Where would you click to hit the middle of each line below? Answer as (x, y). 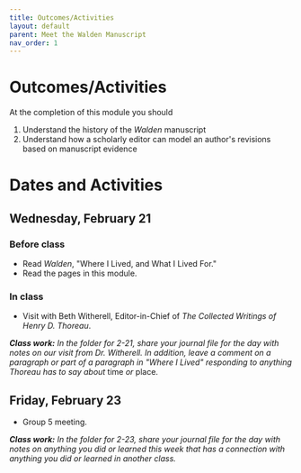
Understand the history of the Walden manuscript (114, 130)
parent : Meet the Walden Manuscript (78, 34)
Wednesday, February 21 (80, 218)
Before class (37, 244)
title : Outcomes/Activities (62, 18)
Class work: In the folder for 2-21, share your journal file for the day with (144, 343)
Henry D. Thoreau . (57, 326)
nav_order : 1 (34, 43)
